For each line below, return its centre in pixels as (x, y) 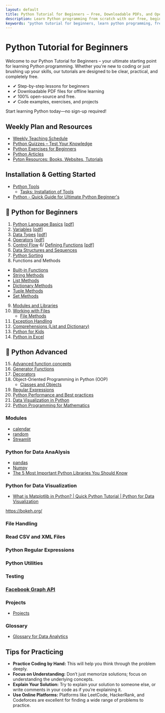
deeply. (20, 669)
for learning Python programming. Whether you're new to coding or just (78, 66)
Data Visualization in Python (41, 400)
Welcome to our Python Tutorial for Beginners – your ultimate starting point (81, 61)
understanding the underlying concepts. (53, 679)
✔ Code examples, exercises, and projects (55, 102)
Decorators (24, 374)
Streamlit (22, 439)
